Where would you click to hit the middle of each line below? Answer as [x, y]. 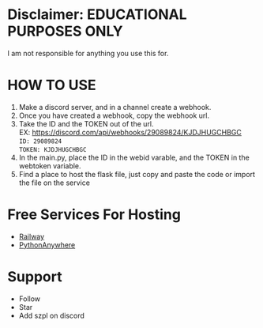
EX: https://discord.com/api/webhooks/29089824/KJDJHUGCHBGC [130, 132]
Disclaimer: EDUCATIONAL [97, 15]
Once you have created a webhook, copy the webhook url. [114, 115]
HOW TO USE [52, 85]
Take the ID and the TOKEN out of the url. [86, 123]
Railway [32, 236]
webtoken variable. [50, 166]
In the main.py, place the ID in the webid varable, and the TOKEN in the [134, 157]
